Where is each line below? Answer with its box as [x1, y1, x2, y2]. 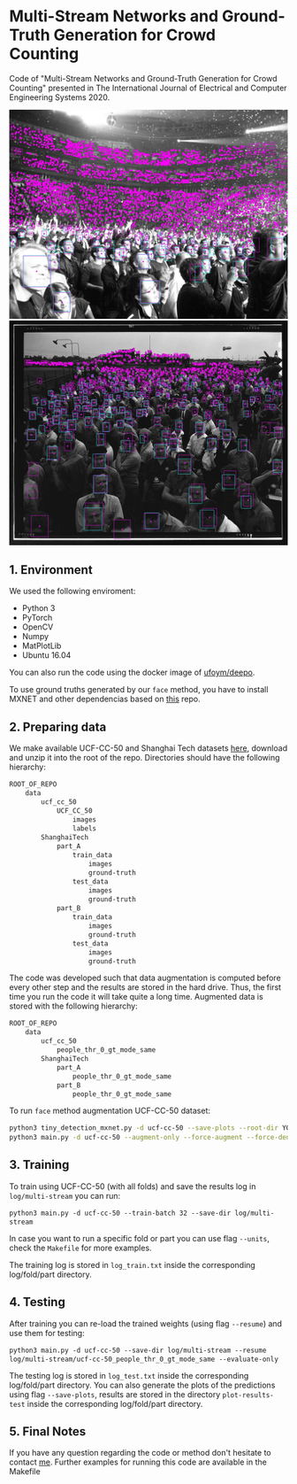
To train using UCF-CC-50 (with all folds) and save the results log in [9, 1180, 256, 1192]
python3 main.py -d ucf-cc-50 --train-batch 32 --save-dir [9, 1209, 232, 1217]
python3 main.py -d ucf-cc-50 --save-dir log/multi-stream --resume [9, 1346, 267, 1355]
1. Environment [9, 562, 93, 577]
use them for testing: [9, 1327, 86, 1338]
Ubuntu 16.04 [21, 650, 72, 661]
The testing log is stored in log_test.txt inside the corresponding [9, 1370, 249, 1380]
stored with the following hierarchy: [9, 1001, 139, 1011]
